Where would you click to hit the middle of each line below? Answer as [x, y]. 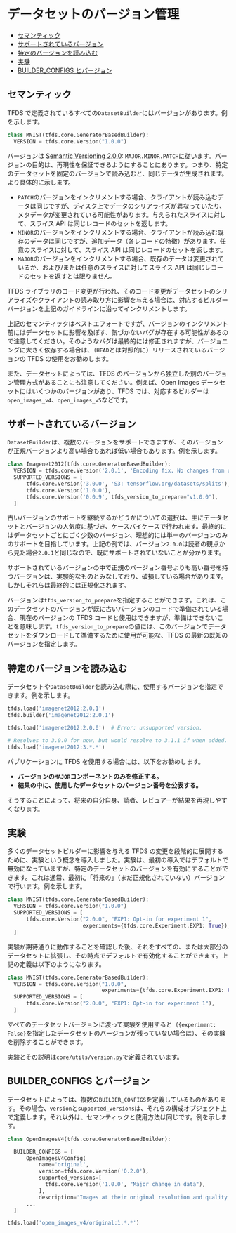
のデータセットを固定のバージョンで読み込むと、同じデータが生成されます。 [118, 173]
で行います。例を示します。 [47, 886]
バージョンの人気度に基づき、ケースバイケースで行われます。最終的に [126, 527]
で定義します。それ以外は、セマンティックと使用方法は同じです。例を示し [114, 1116]
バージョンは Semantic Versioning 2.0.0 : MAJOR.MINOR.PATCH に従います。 [111, 156]
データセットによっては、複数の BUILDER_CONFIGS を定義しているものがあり [113, 1099]
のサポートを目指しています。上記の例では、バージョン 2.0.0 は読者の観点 [113, 544]
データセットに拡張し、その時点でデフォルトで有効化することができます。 [115, 955]
